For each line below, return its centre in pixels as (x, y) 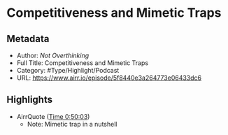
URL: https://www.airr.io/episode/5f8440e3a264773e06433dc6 (109, 78)
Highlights (30, 100)
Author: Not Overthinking (53, 55)
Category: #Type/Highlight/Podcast (68, 70)
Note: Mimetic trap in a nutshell (72, 124)
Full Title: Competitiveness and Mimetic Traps (82, 63)
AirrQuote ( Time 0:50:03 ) (53, 116)
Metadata (28, 39)
